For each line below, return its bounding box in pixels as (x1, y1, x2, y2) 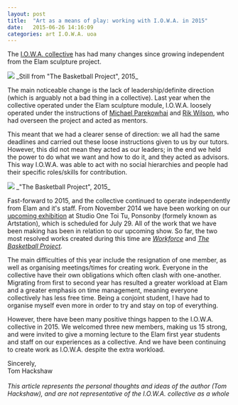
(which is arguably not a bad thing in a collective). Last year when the (7, 93, 211, 102)
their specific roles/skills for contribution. (7, 168, 128, 177)
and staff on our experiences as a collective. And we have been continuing (7, 338, 226, 347)
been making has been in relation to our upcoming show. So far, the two (7, 227, 218, 235)
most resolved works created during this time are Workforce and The (7, 235, 210, 243)
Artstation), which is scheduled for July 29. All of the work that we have (7, 219, 217, 228)
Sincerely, (7, 359, 37, 368)
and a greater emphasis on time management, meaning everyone (7, 286, 198, 294)
